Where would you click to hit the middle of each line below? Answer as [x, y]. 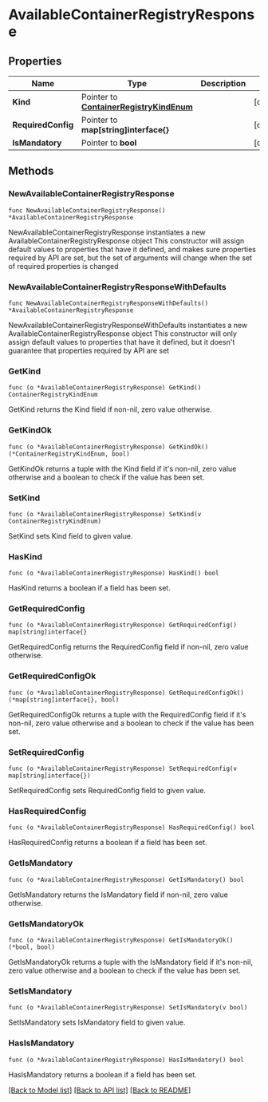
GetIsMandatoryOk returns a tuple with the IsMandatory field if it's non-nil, [131, 962]
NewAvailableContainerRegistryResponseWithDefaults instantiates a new [128, 325]
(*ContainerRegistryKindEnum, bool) [69, 454]
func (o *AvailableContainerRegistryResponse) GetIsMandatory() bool [126, 879]
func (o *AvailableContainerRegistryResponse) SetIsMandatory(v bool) [128, 1008]
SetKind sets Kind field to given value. [71, 535]
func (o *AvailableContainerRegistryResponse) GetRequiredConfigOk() [126, 693]
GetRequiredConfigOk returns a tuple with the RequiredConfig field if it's [127, 714]
